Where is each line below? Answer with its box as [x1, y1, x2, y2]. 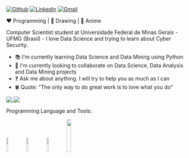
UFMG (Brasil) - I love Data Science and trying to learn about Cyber [6, 35, 171, 42]
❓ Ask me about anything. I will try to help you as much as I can [14, 75, 170, 82]
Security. [6, 42, 29, 48]
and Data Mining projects [14, 69, 77, 75]
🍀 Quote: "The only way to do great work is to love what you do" [14, 83, 174, 91]
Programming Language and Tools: [6, 107, 92, 114]
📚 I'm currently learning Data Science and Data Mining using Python [14, 54, 184, 60]
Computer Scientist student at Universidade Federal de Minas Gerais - [6, 29, 178, 36]
